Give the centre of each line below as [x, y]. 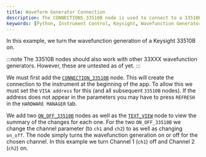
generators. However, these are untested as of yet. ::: [74, 66]
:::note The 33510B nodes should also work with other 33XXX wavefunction [102, 59]
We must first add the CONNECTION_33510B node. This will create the [90, 78]
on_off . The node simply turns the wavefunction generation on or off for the [102, 135]
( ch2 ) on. [17, 148]
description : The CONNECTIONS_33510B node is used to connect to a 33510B [104, 18]
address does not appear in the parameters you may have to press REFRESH [101, 97]
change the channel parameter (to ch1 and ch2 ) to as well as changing [94, 129]
